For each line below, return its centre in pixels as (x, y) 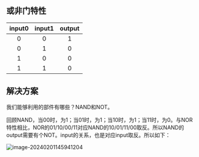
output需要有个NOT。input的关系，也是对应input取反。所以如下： (89, 135)
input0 (19, 28)
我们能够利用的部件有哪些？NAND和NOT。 (60, 107)
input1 (44, 28)
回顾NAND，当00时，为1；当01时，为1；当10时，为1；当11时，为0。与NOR (99, 119)
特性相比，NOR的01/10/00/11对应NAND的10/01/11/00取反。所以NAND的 (95, 127)
